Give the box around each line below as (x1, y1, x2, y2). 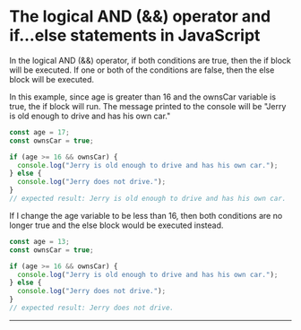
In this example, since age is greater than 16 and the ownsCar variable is (9, 91, 276, 102)
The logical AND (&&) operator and (9, 6, 271, 27)
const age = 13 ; (9, 237, 70, 246)
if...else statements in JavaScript (9, 25, 261, 46)
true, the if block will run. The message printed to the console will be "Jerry (9, 100, 287, 111)
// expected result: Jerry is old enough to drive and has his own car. (9, 195, 287, 204)
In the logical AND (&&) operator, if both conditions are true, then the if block (9, 55, 291, 65)
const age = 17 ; (9, 127, 70, 136)
